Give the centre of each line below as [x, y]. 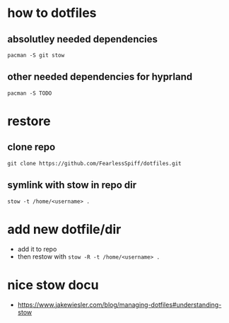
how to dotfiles [52, 13]
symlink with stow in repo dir [72, 185]
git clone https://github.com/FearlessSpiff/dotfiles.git [94, 163]
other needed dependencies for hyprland [100, 77]
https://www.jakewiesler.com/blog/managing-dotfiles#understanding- [119, 305]
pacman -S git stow [36, 55]
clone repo [31, 147]
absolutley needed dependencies [82, 39]
